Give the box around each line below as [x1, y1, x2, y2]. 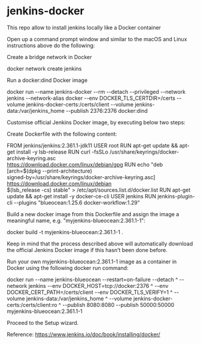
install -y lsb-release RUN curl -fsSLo [16, 148, 108, 155]
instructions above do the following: [7, 42, 95, 49]
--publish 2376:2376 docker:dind [65, 107, 148, 114]
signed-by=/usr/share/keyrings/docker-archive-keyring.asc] [7, 173, 156, 180]
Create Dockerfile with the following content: [7, 130, 117, 137]
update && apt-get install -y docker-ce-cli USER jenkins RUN [7, 192, 156, 199]
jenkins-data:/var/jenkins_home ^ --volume [26, 294, 132, 302]
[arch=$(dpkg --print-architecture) [7, 167, 92, 174]
